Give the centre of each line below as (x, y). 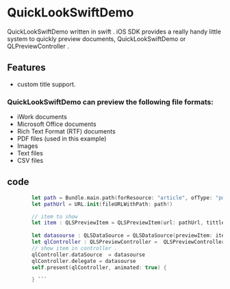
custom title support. (46, 84)
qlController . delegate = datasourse (84, 261)
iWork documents (42, 117)
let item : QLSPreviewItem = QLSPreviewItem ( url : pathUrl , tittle (128, 223)
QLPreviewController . (38, 46)
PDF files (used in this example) (62, 139)
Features (26, 67)
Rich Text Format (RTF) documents (66, 131)
